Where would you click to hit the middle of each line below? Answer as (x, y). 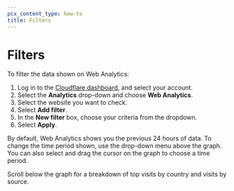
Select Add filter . (42, 110)
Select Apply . (37, 125)
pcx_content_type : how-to (45, 14)
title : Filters (29, 20)
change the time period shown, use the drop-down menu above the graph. (115, 146)
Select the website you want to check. (72, 103)
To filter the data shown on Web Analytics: (68, 74)
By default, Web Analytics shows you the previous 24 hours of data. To (109, 139)
